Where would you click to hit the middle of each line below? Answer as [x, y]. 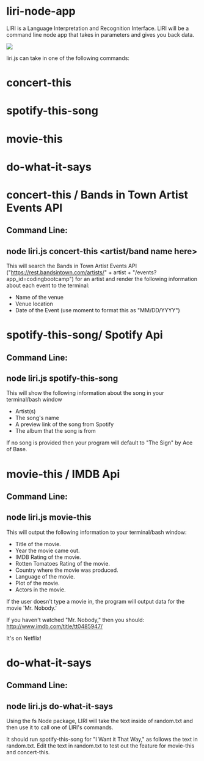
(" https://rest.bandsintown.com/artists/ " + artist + [69, 272]
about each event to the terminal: [48, 285]
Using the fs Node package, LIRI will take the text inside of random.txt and [100, 721]
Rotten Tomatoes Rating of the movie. [63, 563]
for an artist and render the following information [136, 279]
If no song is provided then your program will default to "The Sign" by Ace [100, 443]
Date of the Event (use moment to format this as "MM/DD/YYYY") [97, 310]
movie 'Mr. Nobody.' [31, 608]
